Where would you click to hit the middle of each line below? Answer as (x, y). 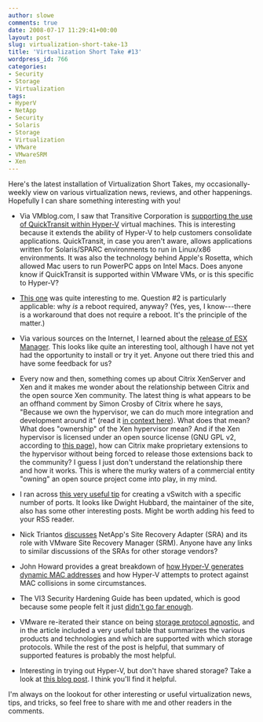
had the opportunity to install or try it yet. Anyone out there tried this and (137, 355)
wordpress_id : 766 (38, 60)
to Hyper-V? (39, 283)
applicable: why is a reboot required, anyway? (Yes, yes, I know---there (135, 307)
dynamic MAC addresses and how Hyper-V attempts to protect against (134, 575)
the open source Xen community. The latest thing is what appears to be (135, 396)
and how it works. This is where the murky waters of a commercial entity (137, 471)
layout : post (29, 37)
